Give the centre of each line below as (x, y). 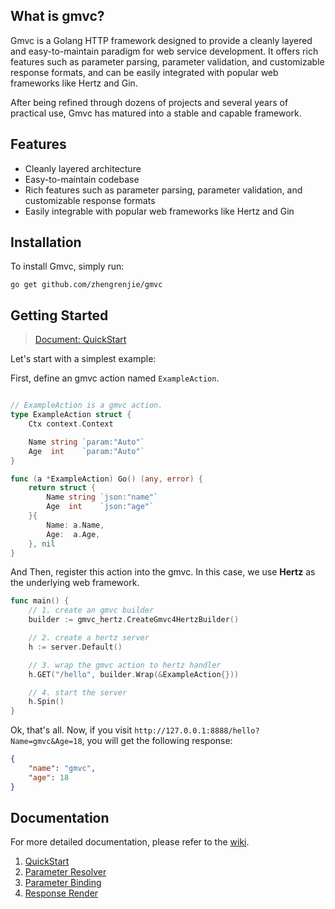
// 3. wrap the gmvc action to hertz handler (125, 665)
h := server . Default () (75, 647)
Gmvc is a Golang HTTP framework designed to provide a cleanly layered (161, 40)
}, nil (42, 544)
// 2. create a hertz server (89, 638)
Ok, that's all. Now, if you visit (71, 730)
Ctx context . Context (71, 424)
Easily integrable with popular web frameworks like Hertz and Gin (159, 211)
